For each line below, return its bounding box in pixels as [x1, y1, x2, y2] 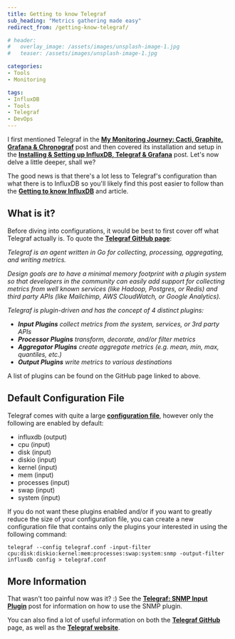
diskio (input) [17, 455, 57, 464]
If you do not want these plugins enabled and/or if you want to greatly [7, 507, 212, 515]
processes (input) [17, 478, 70, 486]
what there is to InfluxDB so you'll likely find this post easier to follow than [7, 179, 224, 188]
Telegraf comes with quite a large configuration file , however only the [7, 411, 214, 420]
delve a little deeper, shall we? [7, 158, 96, 166]
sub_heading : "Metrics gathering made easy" [7, 17, 142, 24]
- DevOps [7, 116, 33, 123]
